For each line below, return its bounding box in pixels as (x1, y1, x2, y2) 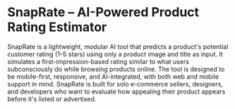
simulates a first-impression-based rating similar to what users (7, 57, 189, 65)
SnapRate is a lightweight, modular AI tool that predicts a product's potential (7, 42, 229, 51)
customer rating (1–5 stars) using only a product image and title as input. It (7, 50, 224, 58)
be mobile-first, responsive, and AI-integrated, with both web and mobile (7, 72, 219, 81)
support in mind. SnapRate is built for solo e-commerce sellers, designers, (7, 79, 224, 88)
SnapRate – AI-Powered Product (7, 4, 200, 20)
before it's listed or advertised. (7, 94, 97, 103)
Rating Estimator (7, 19, 107, 35)
